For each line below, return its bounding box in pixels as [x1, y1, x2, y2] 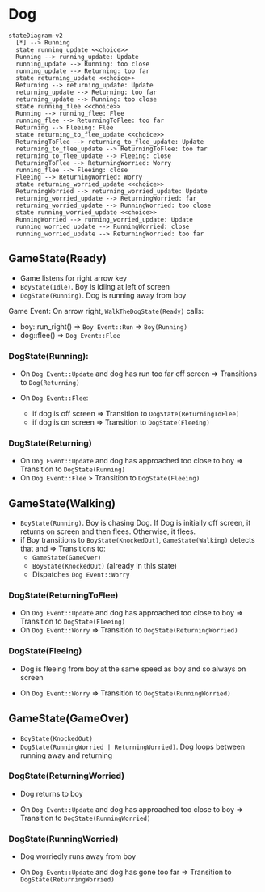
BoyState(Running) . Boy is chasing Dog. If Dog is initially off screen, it [19, 518, 251, 528]
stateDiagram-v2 [8, 32, 63, 40]
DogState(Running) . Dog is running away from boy [19, 290, 187, 300]
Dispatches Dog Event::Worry [32, 569, 130, 579]
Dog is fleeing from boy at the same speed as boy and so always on [19, 664, 246, 674]
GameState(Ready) [8, 252, 107, 265]
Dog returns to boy [19, 788, 83, 798]
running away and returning [19, 750, 113, 760]
